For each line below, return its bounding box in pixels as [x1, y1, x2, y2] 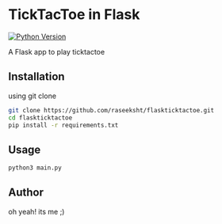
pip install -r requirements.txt [8, 121, 119, 129]
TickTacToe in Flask [8, 6, 140, 24]
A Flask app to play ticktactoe [8, 47, 105, 56]
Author [8, 186, 44, 199]
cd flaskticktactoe [8, 113, 73, 122]
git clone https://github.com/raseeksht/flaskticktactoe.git [8, 106, 215, 114]
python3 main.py [8, 164, 62, 172]
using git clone [8, 91, 57, 101]
